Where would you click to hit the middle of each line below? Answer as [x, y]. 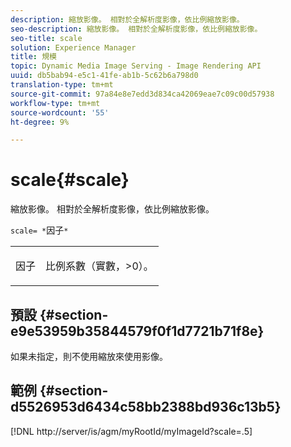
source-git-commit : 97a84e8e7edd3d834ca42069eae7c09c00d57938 [142, 94]
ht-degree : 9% [40, 122]
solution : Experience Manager [73, 47]
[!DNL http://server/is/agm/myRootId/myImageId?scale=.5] [131, 431]
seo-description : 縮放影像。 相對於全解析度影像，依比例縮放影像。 [136, 29]
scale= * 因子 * [39, 230]
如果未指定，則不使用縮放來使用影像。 [89, 356]
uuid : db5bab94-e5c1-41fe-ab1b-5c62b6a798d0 [104, 76]
